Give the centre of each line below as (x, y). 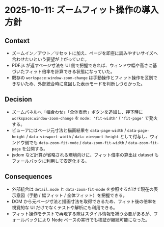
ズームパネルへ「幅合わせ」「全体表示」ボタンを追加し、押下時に (77, 112)
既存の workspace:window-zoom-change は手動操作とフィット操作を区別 (82, 77)
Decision (18, 99)
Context (17, 40)
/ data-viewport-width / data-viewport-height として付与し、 (88, 136)
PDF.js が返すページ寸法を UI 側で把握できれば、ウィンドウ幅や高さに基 (84, 65)
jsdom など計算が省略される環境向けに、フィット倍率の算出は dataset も (85, 154)
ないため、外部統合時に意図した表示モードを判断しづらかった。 (81, 84)
